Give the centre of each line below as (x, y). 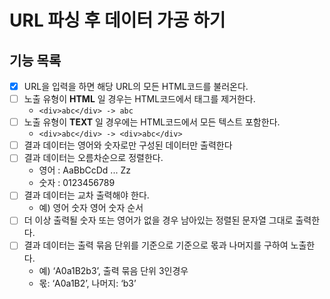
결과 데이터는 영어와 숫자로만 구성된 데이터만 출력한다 (128, 145)
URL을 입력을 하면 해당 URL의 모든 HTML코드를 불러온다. (136, 86)
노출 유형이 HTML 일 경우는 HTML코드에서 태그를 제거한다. (139, 99)
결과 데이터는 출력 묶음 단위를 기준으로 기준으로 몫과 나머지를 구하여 (156, 245)
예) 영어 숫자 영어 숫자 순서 (91, 208)
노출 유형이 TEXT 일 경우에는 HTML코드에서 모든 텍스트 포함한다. (152, 122)
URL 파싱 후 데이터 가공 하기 (117, 20)
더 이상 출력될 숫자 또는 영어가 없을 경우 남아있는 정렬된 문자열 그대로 (158, 220)
